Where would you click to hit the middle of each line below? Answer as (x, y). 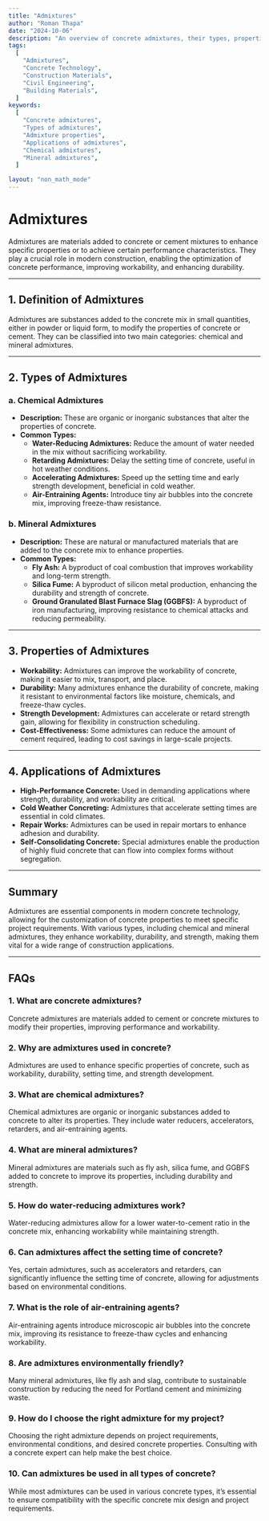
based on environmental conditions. (67, 1287)
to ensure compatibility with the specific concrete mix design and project (128, 1499)
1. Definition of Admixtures (76, 300)
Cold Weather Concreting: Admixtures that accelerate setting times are (139, 808)
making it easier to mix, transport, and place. (94, 679)
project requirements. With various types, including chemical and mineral (129, 928)
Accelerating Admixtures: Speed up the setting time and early (135, 478)
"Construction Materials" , (68, 75)
